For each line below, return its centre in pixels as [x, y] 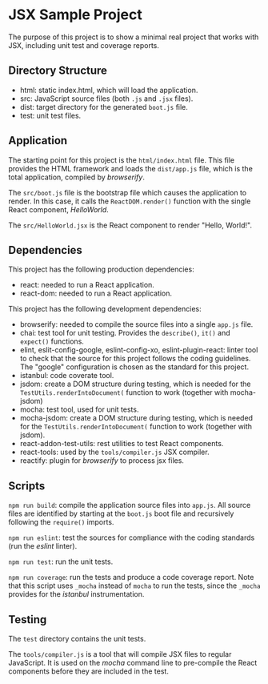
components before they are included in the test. [89, 671]
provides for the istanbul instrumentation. [76, 594]
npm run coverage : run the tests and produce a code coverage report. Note [131, 577]
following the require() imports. [61, 522]
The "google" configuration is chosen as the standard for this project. [134, 367]
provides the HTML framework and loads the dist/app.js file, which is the [131, 168]
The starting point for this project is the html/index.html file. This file [122, 160]
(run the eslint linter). [43, 546]
